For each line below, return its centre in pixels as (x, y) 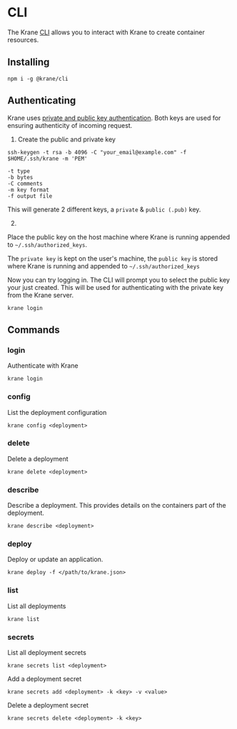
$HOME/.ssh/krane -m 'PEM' (47, 159)
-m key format (29, 190)
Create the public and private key (67, 139)
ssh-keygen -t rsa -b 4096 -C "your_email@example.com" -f (97, 152)
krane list (24, 619)
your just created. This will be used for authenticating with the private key (115, 287)
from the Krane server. (40, 295)
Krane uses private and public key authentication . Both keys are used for (114, 118)
